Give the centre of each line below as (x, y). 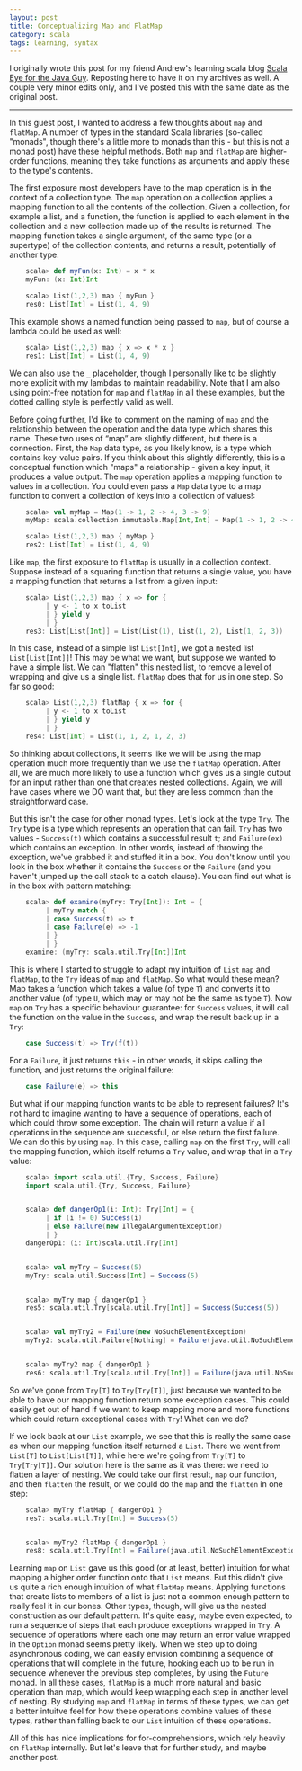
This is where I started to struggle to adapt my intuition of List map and (140, 969)
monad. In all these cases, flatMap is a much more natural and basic (135, 1683)
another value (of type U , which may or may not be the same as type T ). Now (151, 998)
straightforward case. (49, 801)
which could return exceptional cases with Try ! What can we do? (129, 1419)
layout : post (34, 18)
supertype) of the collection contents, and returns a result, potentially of (143, 245)
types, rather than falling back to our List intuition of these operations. (140, 1721)
